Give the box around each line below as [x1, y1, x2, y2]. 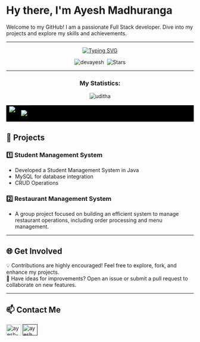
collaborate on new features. [6, 282, 77, 289]
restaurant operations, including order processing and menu [14, 216, 162, 224]
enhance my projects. [6, 268, 60, 276]
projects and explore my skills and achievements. [6, 29, 127, 36]
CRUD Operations [14, 179, 59, 186]
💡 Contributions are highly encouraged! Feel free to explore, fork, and [6, 262, 177, 269]
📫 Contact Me [6, 305, 61, 315]
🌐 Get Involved [6, 246, 62, 256]
